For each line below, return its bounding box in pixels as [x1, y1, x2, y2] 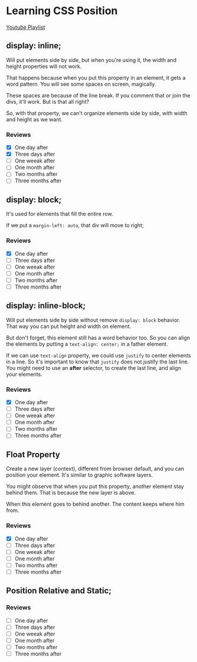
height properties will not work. [6, 63, 82, 70]
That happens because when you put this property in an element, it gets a [6, 74, 186, 81]
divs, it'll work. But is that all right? [6, 98, 90, 105]
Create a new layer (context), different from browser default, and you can [6, 465, 185, 473]
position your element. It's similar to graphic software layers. [6, 471, 153, 479]
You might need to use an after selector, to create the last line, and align [6, 364, 182, 371]
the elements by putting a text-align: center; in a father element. [6, 340, 168, 348]
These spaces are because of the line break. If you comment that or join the [6, 91, 191, 99]
